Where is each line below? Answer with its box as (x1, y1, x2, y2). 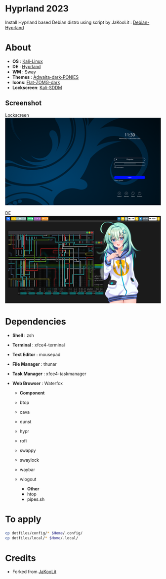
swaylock (19, 457, 40, 463)
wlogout (19, 476, 37, 482)
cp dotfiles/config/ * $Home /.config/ (5, 531, 83, 535)
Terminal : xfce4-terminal (12, 342, 65, 348)
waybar (19, 466, 36, 473)
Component (19, 389, 45, 396)
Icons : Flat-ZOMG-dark (12, 79, 60, 85)
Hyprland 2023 (5, 3, 69, 14)
